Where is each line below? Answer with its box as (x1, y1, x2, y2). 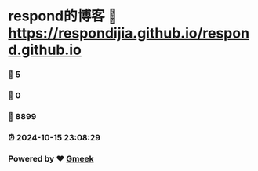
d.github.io (8, 41, 82, 59)
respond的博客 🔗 (8, 7, 118, 25)
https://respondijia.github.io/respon (8, 24, 249, 42)
